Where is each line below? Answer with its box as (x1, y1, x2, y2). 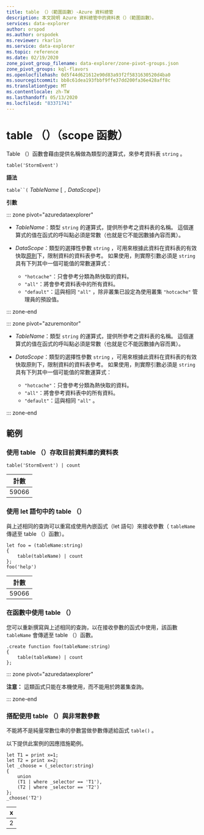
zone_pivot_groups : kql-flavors (6, 66, 89, 72)
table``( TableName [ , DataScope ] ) (6, 186, 101, 193)
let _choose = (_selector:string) (6, 763, 95, 769)
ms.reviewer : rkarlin (6, 37, 62, 44)
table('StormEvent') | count (6, 462, 81, 469)
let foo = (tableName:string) (6, 542, 84, 549)
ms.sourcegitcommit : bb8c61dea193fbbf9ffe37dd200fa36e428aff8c (6, 77, 171, 83)
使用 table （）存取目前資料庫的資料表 (6, 448, 119, 457)
